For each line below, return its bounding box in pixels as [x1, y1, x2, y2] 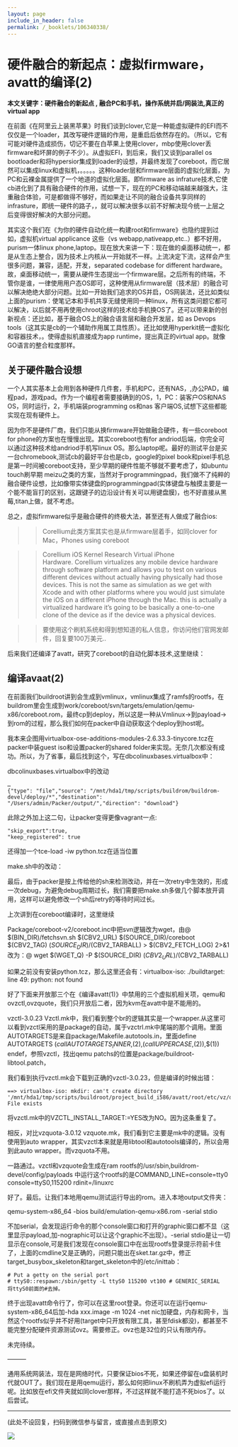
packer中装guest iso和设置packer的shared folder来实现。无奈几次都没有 [7, 743, 219, 751]
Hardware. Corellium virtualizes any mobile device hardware [42, 558, 218, 566]
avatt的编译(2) [7, 74, 93, 90]
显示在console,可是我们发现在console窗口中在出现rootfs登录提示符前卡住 [7, 1239, 222, 1248]
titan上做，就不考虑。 [15, 497, 78, 505]
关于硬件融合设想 [7, 364, 82, 376]
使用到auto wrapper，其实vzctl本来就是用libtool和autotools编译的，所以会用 [7, 1138, 229, 1146]
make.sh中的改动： [7, 861, 64, 871]
